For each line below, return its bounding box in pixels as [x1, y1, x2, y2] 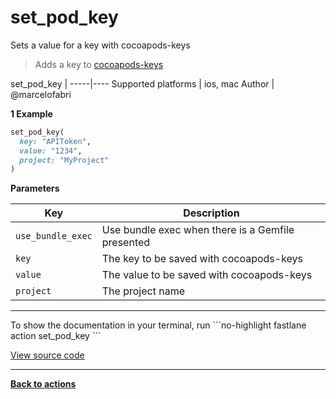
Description [183, 206, 240, 220]
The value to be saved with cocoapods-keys [101, 268, 313, 282]
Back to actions [10, 378, 77, 390]
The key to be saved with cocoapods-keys [101, 252, 304, 266]
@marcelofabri [10, 88, 72, 100]
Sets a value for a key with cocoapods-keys [10, 39, 191, 51]
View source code [10, 349, 85, 361]
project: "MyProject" [19, 155, 110, 165]
